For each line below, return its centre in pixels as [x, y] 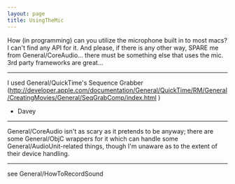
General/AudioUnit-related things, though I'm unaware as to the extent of [113, 146]
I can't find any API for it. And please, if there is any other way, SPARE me [113, 48]
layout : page [26, 14]
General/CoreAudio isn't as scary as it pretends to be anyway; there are [111, 131]
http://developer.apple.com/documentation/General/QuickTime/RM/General [118, 90]
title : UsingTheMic [36, 20]
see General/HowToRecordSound [55, 174]
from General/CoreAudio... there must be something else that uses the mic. [115, 55]
